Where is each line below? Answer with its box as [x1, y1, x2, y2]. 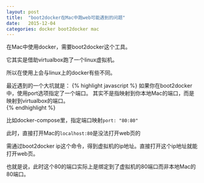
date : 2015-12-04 [6, 20, 56, 26]
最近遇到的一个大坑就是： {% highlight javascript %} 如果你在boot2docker [6, 82, 193, 89]
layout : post [6, 9, 40, 15]
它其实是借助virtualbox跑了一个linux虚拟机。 [6, 56, 118, 64]
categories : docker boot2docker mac [6, 26, 99, 32]
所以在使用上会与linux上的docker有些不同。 [6, 69, 116, 77]
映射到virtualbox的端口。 [6, 97, 69, 105]
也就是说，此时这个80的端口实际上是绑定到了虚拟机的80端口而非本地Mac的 [6, 163, 196, 170]
